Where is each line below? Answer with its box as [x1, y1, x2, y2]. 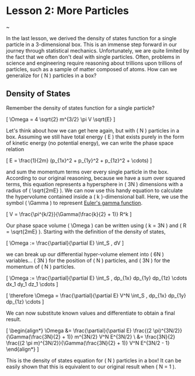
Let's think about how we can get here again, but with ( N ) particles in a [6, 127, 180, 134]
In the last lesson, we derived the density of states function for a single [6, 34, 177, 41]
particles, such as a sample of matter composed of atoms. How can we [6, 65, 177, 72]
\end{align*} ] [6, 346, 39, 353]
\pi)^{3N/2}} [152, 327, 183, 334]
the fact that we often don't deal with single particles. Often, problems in [6, 53, 180, 60]
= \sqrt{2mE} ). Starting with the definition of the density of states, [6, 228, 166, 235]
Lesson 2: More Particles [6, 4, 130, 18]
